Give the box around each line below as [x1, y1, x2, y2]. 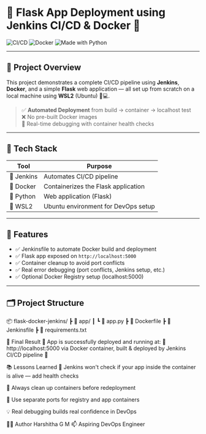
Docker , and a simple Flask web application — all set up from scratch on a [6, 85, 195, 93]
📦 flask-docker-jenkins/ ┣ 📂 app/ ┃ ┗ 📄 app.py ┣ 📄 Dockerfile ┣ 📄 [6, 318, 171, 325]
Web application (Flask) [44, 192, 112, 200]
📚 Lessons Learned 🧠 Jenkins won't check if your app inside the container [6, 364, 196, 371]
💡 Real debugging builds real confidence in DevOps [6, 408, 137, 416]
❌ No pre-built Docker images [21, 113, 97, 120]
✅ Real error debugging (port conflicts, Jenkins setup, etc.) [15, 266, 166, 273]
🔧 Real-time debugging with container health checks [21, 120, 154, 128]
